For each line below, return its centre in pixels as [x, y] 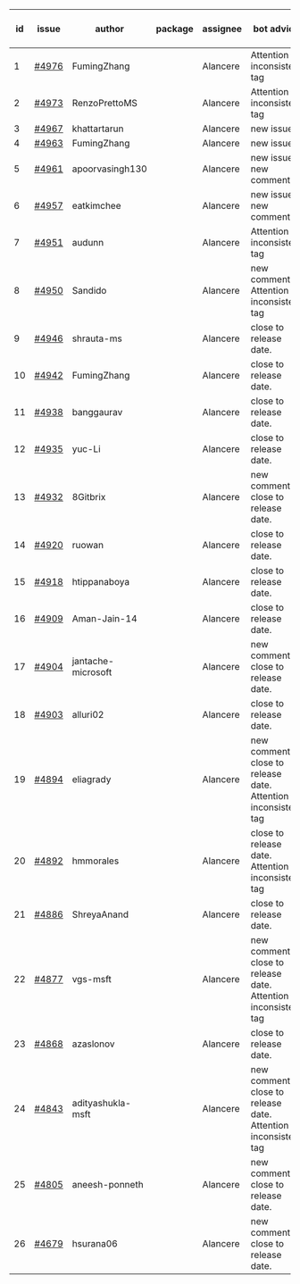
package [175, 29]
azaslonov [93, 1044]
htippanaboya [101, 582]
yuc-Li [86, 449]
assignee [222, 29]
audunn [88, 242]
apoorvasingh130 [109, 169]
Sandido [89, 291]
